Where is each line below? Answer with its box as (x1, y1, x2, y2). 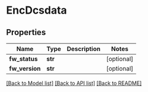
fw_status (9, 55, 38, 63)
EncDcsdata (6, 4, 67, 17)
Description (67, 45, 101, 53)
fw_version (9, 65, 41, 72)
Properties (6, 27, 46, 37)
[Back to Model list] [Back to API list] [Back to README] (6, 80, 142, 87)
